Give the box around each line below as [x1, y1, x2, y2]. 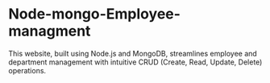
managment [8, 22, 91, 40]
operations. [8, 65, 47, 75]
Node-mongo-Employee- [8, 5, 181, 23]
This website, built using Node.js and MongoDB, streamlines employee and [8, 48, 258, 58]
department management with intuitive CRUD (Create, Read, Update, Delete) [8, 57, 263, 67]
